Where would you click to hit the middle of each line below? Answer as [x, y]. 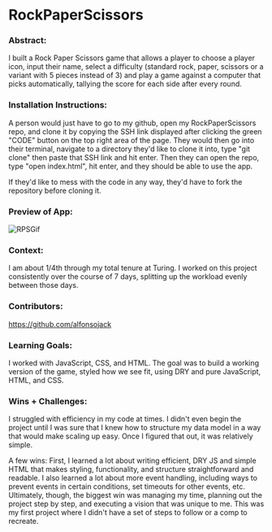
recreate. [24, 521]
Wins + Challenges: [48, 401]
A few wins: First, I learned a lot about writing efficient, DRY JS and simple [133, 460]
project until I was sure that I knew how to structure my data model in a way [135, 428]
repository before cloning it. [55, 190]
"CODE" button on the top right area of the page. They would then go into [132, 140]
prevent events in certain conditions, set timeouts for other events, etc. [127, 486]
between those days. [43, 286]
